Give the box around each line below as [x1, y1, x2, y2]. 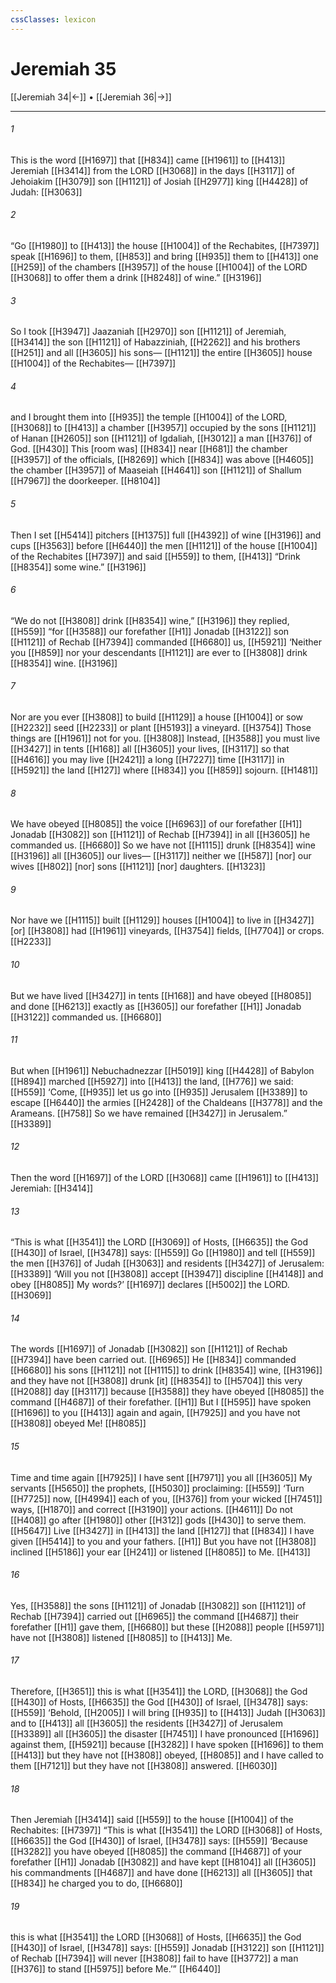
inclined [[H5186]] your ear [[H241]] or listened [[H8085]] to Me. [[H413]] [10, 1546, 311, 1558]
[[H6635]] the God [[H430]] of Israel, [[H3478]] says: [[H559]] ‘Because [10, 1835, 308, 1847]
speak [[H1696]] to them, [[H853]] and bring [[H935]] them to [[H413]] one [10, 250, 319, 262]
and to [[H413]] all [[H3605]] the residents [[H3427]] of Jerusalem [10, 1717, 284, 1730]
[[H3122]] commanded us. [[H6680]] [10, 1011, 162, 1023]
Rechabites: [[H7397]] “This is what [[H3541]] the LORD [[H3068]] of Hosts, [10, 1824, 323, 1836]
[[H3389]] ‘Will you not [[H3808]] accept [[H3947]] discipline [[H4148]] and [10, 1268, 324, 1280]
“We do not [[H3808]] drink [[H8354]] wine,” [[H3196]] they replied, [10, 614, 290, 626]
